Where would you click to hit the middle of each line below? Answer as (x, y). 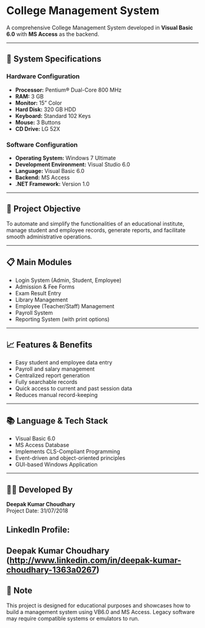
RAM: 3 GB (29, 96)
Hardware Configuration (43, 76)
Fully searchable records (46, 382)
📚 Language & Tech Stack (57, 420)
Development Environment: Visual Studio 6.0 (73, 164)
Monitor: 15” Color (38, 103)
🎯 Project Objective (44, 209)
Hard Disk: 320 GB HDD (45, 109)
